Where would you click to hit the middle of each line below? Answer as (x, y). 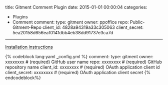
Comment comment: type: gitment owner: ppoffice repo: (70, 22)
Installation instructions (29, 47)
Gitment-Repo (27, 27)
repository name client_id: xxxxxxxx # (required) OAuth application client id (82, 67)
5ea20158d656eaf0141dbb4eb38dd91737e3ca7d (63, 33)
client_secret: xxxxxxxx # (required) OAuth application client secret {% (78, 72)
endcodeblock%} (23, 78)
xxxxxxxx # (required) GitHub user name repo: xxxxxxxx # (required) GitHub (84, 62)
